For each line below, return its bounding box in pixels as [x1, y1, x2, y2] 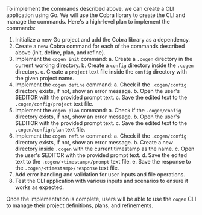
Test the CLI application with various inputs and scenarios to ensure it [14, 178, 189, 184]
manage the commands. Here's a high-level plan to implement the [6, 18, 170, 25]
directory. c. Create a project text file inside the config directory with [14, 68, 188, 75]
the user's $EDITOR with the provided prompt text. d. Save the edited [14, 152, 188, 159]
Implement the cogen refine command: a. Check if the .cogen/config [14, 132, 187, 140]
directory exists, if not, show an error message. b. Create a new [14, 139, 174, 146]
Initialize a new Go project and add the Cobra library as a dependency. [14, 36, 191, 43]
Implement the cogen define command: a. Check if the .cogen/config [14, 81, 187, 88]
